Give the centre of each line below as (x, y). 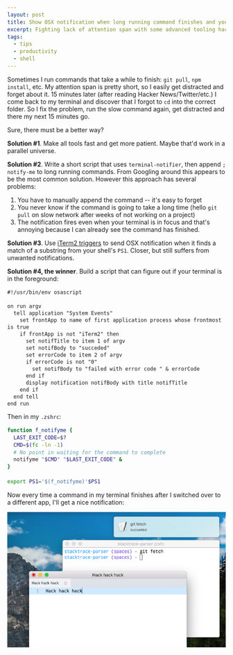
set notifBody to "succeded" (68, 348)
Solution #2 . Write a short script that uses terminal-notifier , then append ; (116, 164)
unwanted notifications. (41, 258)
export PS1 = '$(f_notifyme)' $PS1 (54, 482)
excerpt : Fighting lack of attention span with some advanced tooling (111, 29)
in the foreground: (33, 278)
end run (18, 404)
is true (18, 327)
